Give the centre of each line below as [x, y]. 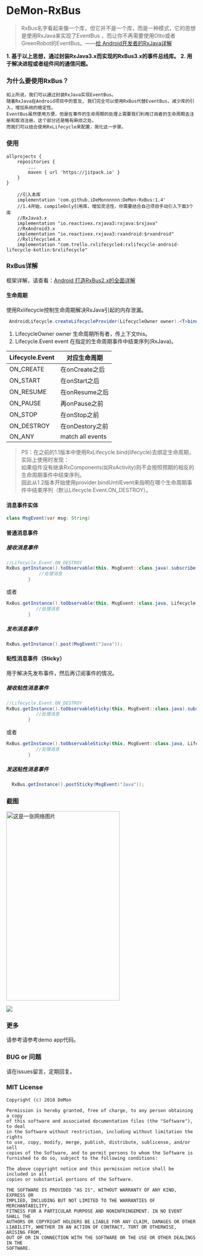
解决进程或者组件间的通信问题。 [51, 64]
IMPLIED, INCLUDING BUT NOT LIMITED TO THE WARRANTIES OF [81, 1200]
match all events [83, 436]
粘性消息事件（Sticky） [36, 659]
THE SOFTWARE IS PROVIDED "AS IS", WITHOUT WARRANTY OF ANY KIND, [92, 1190]
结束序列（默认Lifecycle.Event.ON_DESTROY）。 [92, 490]
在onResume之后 [85, 392]
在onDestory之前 [84, 426]
